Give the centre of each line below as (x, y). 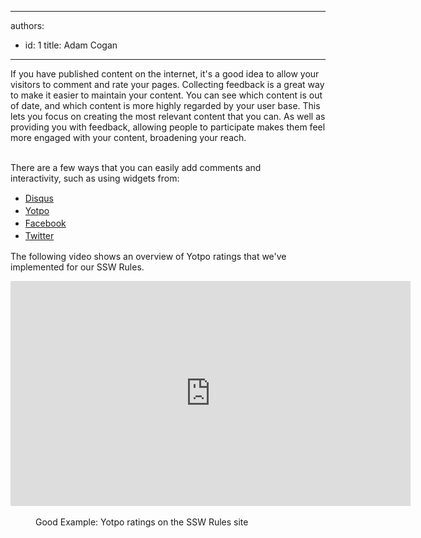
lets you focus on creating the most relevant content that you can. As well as (168, 116)
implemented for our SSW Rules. (77, 267)
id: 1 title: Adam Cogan (71, 45)
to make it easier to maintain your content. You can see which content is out (166, 95)
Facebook (45, 223)
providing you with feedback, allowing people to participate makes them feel (168, 127)
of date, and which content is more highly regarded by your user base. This (165, 105)
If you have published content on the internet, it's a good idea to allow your (165, 74)
